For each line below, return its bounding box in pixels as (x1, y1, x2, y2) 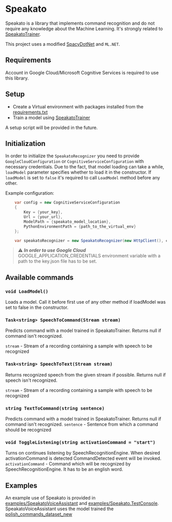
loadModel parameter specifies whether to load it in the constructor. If (5, 169, 152, 175)
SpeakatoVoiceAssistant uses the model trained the (5, 506, 114, 512)
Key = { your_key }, (24, 210, 63, 215)
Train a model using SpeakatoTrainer (12, 114, 91, 121)
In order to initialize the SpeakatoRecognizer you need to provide (5, 153, 140, 159)
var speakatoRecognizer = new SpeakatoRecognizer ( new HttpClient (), (14, 238, 164, 243)
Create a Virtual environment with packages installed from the (12, 103, 144, 109)
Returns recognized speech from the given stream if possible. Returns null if (5, 371, 166, 378)
